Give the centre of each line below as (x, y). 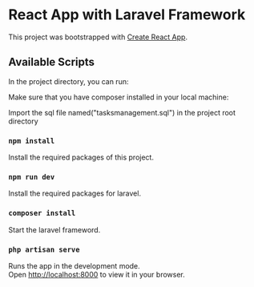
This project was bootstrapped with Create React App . (98, 37)
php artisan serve (44, 249)
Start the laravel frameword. (54, 229)
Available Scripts (51, 62)
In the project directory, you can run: (69, 81)
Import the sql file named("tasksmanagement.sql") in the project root (122, 112)
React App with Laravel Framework (127, 15)
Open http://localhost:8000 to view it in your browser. (97, 274)
